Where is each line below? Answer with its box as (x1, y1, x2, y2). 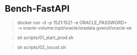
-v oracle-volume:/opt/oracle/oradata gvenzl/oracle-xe (17, 24, 132, 30)
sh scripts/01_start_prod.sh (17, 34, 74, 40)
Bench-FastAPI (5, 3, 70, 14)
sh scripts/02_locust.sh (17, 44, 66, 50)
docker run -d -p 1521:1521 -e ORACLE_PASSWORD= (17, 19, 127, 25)
